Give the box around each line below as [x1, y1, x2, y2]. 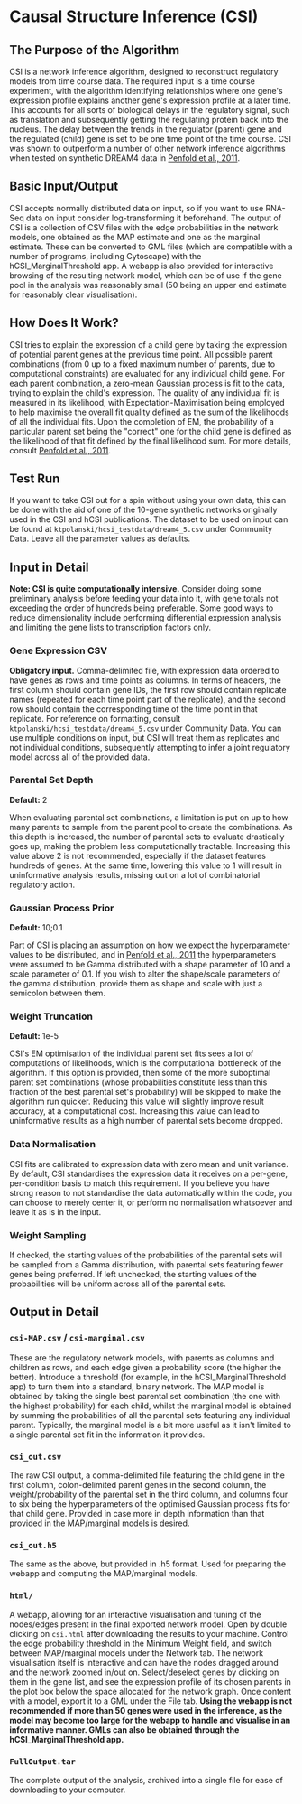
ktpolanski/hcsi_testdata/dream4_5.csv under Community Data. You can [9, 723, 282, 734]
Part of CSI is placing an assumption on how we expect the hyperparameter [9, 939, 290, 950]
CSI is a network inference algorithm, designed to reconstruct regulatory [9, 66, 279, 77]
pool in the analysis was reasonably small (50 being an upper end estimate [9, 279, 287, 290]
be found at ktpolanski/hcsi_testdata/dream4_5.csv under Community [9, 524, 273, 535]
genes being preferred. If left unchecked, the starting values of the [9, 1269, 257, 1280]
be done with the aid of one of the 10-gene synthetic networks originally [9, 504, 278, 516]
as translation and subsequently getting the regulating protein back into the [9, 115, 288, 125]
